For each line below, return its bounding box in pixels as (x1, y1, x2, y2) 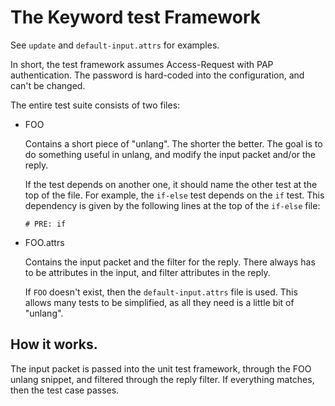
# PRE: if (24, 219, 67, 229)
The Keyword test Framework (10, 6, 261, 29)
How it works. (10, 336, 98, 353)
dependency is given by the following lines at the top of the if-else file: (24, 199, 321, 211)
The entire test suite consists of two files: (10, 99, 181, 111)
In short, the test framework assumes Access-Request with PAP (10, 58, 274, 70)
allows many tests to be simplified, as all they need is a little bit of (24, 296, 295, 308)
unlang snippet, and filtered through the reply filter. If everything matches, (10, 373, 315, 385)
